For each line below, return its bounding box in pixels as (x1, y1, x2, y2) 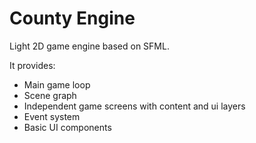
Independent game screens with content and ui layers (23, 100, 246, 112)
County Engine (9, 7, 136, 30)
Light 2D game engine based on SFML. (9, 40, 170, 52)
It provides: (9, 59, 56, 71)
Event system (23, 110, 81, 122)
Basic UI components (23, 121, 112, 133)
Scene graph (23, 89, 77, 101)
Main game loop (23, 78, 91, 91)
